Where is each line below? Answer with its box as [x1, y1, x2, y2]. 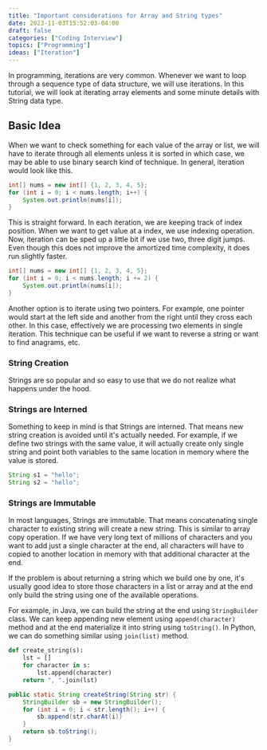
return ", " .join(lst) [22, 676, 98, 684]
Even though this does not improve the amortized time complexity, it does [8, 243, 250, 253]
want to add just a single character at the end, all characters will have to [8, 541, 245, 551]
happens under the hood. [8, 384, 92, 394]
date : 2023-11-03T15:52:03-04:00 [8, 19, 120, 27]
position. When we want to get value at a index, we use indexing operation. [8, 226, 255, 236]
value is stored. [8, 456, 59, 465]
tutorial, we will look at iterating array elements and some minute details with [8, 88, 260, 96]
